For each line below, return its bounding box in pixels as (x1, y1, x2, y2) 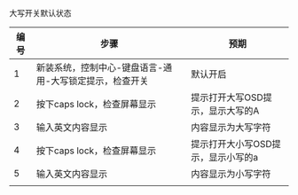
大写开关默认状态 (9, 8, 72, 18)
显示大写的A (208, 105, 260, 117)
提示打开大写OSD (190, 91, 263, 104)
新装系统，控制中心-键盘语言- (35, 61, 164, 74)
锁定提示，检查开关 (68, 74, 149, 87)
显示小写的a (208, 152, 259, 163)
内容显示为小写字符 (190, 168, 271, 180)
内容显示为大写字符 (190, 121, 271, 133)
